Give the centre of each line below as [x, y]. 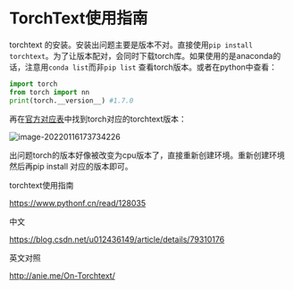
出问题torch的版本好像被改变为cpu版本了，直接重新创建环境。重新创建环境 [147, 155]
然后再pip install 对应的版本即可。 [71, 166]
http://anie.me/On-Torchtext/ [63, 275]
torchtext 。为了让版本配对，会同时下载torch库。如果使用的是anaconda [141, 55]
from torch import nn [50, 92]
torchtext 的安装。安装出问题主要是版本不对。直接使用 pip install [131, 45]
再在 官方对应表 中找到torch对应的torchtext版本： [98, 119]
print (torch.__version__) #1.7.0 [71, 100]
